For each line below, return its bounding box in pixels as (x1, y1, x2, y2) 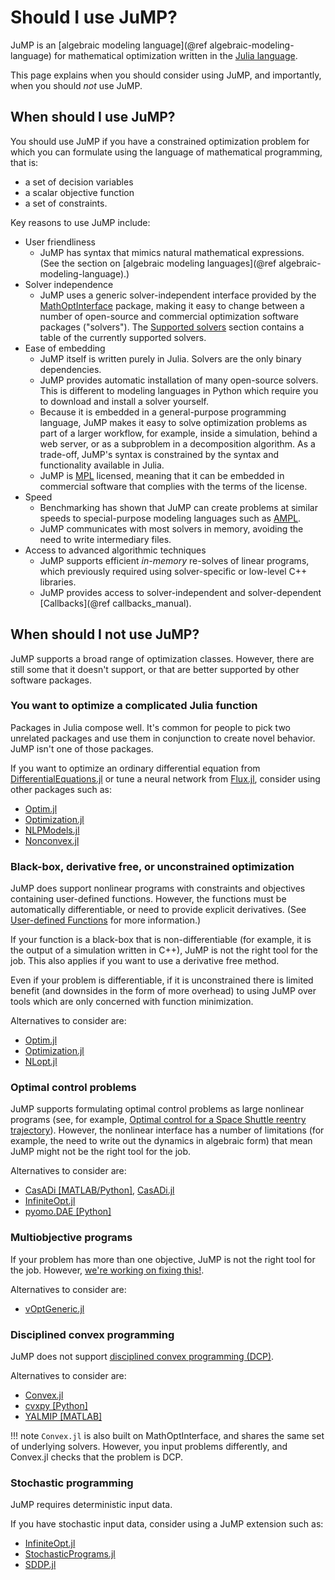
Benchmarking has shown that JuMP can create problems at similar (39, 501, 318, 513)
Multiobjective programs (10, 1231, 133, 1245)
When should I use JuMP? (10, 109, 176, 126)
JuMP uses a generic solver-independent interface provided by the (39, 289, 317, 301)
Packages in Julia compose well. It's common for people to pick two (10, 721, 291, 733)
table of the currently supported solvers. (39, 331, 207, 343)
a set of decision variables (24, 176, 134, 188)
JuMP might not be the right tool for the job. (10, 1146, 192, 1158)
